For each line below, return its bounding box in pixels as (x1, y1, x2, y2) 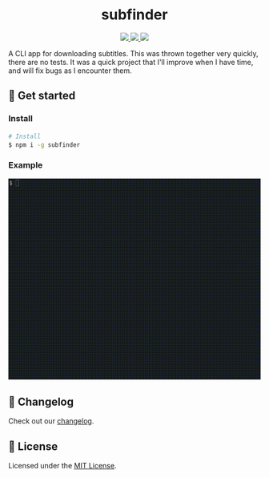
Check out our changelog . (8, 416, 94, 426)
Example (8, 160, 43, 171)
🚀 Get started (8, 89, 76, 103)
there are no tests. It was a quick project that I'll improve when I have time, (8, 57, 254, 67)
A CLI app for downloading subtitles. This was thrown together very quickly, (8, 48, 259, 58)
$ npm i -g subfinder (8, 140, 81, 149)
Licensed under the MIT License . (8, 461, 117, 471)
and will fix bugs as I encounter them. (8, 66, 132, 75)
